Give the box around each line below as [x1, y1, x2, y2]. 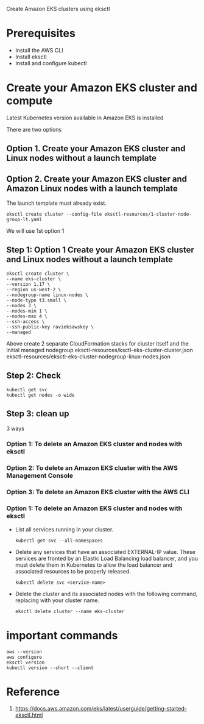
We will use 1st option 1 [6, 227, 65, 235]
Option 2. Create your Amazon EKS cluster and [6, 174, 188, 184]
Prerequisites [6, 27, 76, 40]
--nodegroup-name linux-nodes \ [6, 292, 88, 298]
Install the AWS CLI [15, 46, 63, 54]
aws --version [6, 648, 43, 655]
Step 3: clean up [6, 408, 69, 419]
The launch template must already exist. [6, 199, 107, 207]
